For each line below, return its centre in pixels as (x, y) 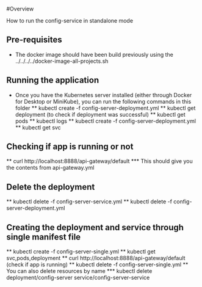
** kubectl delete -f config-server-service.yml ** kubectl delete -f (89, 202)
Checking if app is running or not (70, 147)
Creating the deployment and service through (95, 227)
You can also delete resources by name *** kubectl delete (79, 271)
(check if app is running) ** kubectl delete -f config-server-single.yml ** (97, 264)
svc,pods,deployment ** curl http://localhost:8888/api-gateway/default (96, 258)
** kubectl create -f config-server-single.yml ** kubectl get (81, 252)
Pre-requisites (34, 40)
